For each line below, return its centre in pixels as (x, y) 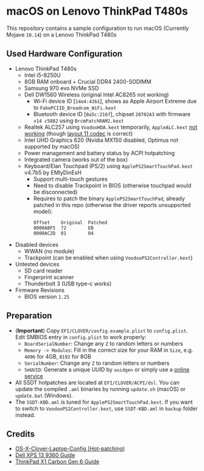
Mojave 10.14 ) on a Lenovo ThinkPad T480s (62, 34)
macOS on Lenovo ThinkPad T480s (97, 11)
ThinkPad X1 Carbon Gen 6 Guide (57, 462)
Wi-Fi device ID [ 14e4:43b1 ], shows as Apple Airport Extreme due (115, 101)
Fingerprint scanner (49, 277)
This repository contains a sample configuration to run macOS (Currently (98, 28)
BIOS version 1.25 (47, 296)
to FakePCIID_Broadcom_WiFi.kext (75, 108)
